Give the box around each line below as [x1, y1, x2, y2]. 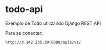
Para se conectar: [5, 30, 43, 36]
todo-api [5, 4, 43, 15]
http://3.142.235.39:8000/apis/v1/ [5, 39, 81, 45]
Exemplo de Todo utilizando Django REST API [5, 20, 101, 26]
